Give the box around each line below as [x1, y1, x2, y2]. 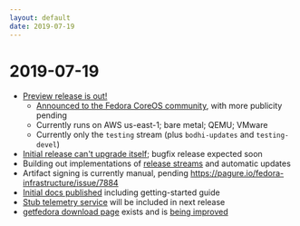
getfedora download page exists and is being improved [22, 206, 228, 218]
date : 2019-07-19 [9, 22, 75, 31]
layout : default [9, 13, 71, 23]
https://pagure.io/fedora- [189, 168, 285, 179]
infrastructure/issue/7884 [22, 178, 120, 189]
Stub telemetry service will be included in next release [22, 197, 226, 208]
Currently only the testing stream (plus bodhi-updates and [35, 129, 255, 141]
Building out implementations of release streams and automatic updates [22, 158, 292, 169]
